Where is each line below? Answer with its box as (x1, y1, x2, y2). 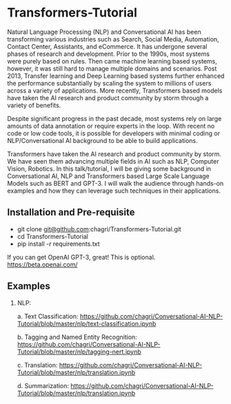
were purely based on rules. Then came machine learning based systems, (7, 57, 217, 65)
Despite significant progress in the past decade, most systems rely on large (7, 114, 222, 122)
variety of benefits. (7, 101, 61, 109)
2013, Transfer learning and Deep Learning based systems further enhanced (7, 71, 225, 80)
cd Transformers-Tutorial (17, 232, 88, 240)
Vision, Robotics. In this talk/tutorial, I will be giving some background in (7, 164, 212, 173)
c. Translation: (17, 360, 58, 369)
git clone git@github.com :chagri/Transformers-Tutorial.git (17, 224, 181, 233)
